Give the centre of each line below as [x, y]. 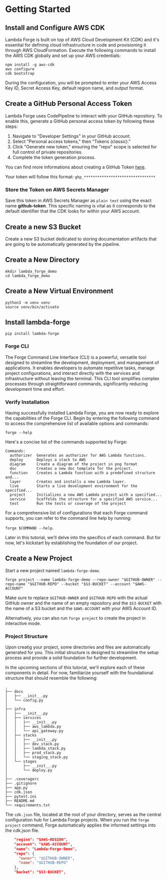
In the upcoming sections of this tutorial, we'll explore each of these [75, 668]
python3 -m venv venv [28, 303]
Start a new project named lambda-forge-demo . [53, 570]
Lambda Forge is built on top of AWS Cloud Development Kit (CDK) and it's [82, 39]
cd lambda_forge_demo [28, 276]
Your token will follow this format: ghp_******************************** [80, 176]
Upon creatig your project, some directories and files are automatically [78, 647]
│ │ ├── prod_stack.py [33, 753]
